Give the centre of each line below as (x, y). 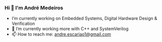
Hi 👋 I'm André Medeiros (34, 8)
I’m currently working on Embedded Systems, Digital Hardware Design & (84, 19)
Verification (23, 23)
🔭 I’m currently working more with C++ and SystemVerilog (70, 29)
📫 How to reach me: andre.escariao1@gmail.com (61, 34)
